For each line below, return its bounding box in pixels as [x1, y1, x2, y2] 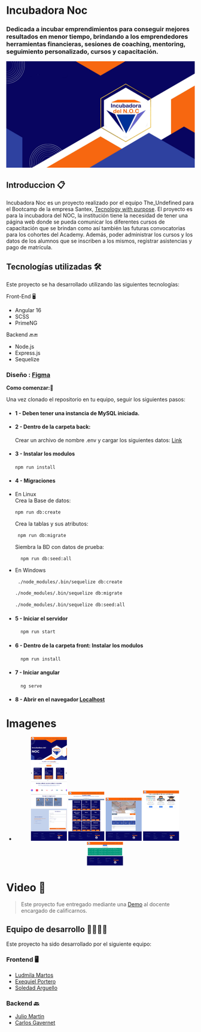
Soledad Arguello [14, 984, 58, 991]
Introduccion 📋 [6, 180, 66, 191]
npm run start [20, 629, 56, 635]
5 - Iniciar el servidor [14, 615, 68, 622]
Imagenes [6, 717, 57, 731]
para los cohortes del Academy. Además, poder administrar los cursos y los [6, 231, 193, 238]
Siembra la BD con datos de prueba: [14, 543, 105, 550]
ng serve [20, 683, 42, 689]
